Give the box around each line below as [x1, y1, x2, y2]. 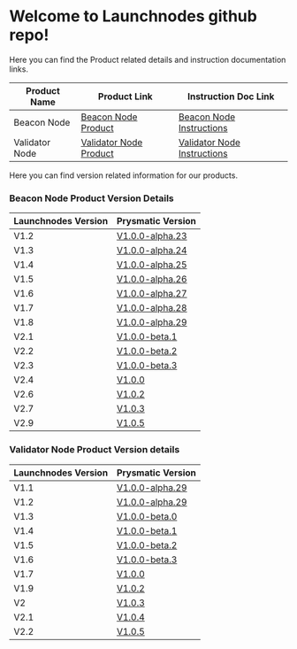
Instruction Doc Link [187, 90, 275, 103]
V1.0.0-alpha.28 [116, 302, 187, 314]
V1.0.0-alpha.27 [116, 288, 187, 300]
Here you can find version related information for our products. [9, 170, 239, 181]
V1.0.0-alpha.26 [116, 273, 187, 285]
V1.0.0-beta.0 [116, 510, 178, 522]
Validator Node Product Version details [9, 444, 180, 456]
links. [9, 64, 29, 74]
